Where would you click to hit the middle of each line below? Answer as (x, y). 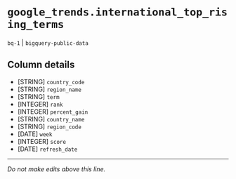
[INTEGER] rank (40, 104)
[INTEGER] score (42, 141)
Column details (41, 65)
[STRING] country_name (51, 119)
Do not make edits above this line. (57, 169)
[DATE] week (35, 134)
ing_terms (36, 25)
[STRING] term (38, 96)
